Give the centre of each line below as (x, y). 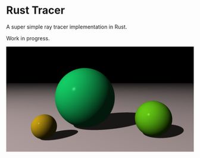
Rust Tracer (36, 10)
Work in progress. (28, 38)
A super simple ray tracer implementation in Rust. (67, 27)
